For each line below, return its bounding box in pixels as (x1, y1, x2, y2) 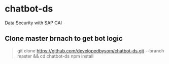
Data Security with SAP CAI (5, 20, 62, 26)
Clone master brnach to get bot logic (5, 34, 123, 43)
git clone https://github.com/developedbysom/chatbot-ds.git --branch (17, 47, 164, 53)
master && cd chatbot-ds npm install (17, 53, 94, 59)
